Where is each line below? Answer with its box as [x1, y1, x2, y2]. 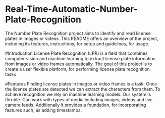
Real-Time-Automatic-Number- [5, 3, 138, 15]
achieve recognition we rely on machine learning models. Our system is [5, 91, 151, 97]
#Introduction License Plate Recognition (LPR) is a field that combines [5, 50, 148, 56]
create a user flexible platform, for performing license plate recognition [5, 66, 150, 72]
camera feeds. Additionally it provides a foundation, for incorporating [5, 102, 146, 108]
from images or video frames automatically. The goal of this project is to [5, 61, 152, 67]
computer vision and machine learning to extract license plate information [5, 55, 156, 61]
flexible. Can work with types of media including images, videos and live [5, 96, 153, 102]
